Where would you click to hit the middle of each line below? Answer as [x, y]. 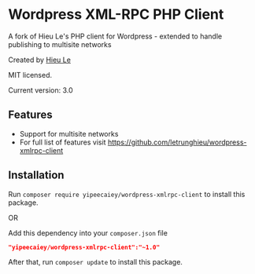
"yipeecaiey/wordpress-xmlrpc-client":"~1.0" [84, 247]
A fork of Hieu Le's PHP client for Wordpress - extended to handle [115, 36]
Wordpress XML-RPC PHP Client [116, 15]
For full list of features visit [63, 142]
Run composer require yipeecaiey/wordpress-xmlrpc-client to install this [127, 194]
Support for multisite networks [69, 133]
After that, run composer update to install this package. [96, 262]
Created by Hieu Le [39, 60]
